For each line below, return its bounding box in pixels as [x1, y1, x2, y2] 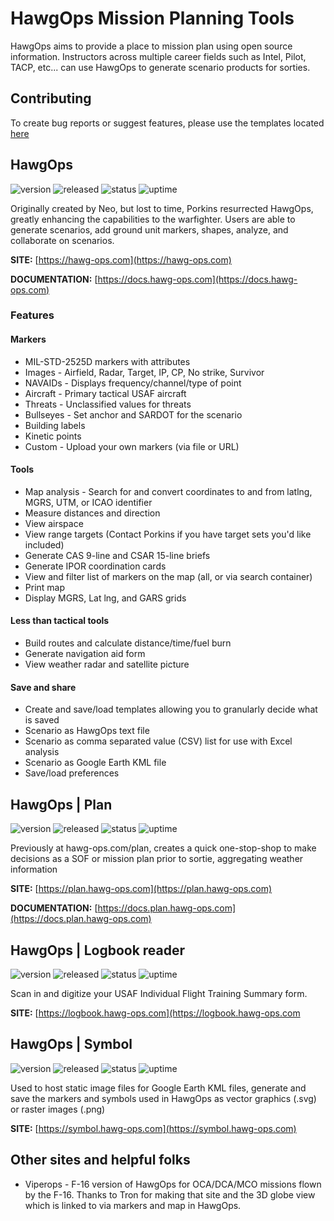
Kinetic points [24, 430, 82, 442]
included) [24, 538, 65, 551]
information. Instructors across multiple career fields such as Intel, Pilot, [10, 50, 307, 62]
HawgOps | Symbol [10, 1036, 133, 1053]
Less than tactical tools [10, 615, 110, 627]
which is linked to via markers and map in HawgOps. [24, 1199, 242, 1211]
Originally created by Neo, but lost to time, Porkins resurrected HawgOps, [10, 202, 314, 214]
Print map [24, 581, 66, 593]
